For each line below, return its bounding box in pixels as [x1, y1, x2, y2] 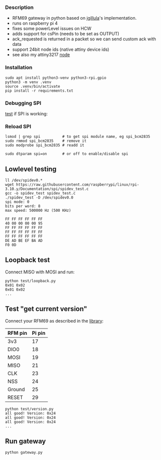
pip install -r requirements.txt [5, 88, 74, 93]
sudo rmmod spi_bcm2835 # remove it [5, 138, 87, 144]
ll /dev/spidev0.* [5, 178, 43, 183]
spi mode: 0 [5, 199, 29, 204]
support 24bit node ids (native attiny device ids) [12, 46, 109, 53]
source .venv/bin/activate [5, 84, 60, 89]
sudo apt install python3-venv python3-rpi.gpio [5, 75, 107, 80]
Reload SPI [5, 123, 31, 130]
